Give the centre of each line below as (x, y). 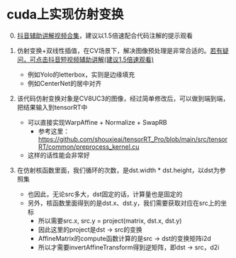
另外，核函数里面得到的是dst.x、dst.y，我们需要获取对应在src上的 (124, 203)
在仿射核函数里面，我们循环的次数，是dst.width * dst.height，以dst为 (118, 170)
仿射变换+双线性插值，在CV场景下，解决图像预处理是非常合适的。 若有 (119, 50)
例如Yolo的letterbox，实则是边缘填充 (81, 74)
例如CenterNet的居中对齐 (64, 83)
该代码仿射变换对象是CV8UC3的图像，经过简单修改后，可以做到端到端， (123, 98)
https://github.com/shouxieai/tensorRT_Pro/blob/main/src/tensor (133, 139)
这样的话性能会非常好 (58, 155)
